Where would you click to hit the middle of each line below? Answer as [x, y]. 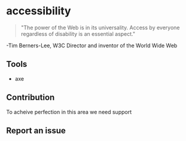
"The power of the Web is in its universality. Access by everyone [100, 27]
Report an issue [36, 131]
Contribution [31, 98]
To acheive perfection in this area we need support [69, 112]
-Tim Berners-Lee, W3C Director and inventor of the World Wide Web [92, 45]
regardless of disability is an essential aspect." [78, 33]
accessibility [39, 11]
